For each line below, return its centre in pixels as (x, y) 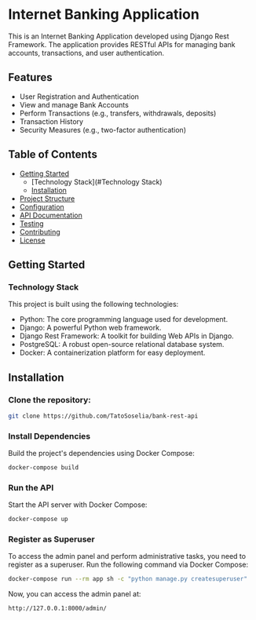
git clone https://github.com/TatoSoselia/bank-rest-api (103, 416)
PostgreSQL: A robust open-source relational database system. (122, 345)
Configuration (42, 206)
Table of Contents (53, 155)
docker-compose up (38, 520)
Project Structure (47, 199)
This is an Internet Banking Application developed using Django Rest (119, 36)
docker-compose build (44, 468)
